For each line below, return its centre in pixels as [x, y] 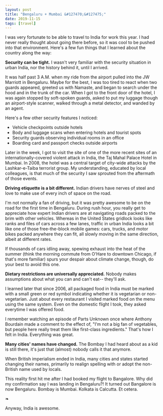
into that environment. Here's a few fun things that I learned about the [75, 48]
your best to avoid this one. [33, 264]
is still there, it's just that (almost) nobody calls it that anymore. [68, 349]
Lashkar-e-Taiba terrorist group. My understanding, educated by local [75, 168]
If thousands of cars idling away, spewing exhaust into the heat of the [75, 249]
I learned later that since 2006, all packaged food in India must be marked [80, 289]
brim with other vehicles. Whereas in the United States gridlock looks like [79, 218]
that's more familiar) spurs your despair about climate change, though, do [80, 259]
